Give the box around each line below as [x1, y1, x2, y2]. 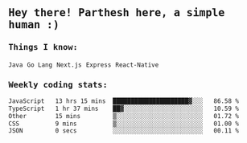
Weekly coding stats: [8, 80, 108, 90]
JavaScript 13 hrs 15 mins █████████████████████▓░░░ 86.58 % [8, 96, 240, 105]
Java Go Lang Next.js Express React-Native [8, 60, 159, 69]
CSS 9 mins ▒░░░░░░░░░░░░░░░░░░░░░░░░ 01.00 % [8, 120, 240, 128]
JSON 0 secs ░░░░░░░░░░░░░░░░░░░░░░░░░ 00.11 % [8, 127, 240, 135]
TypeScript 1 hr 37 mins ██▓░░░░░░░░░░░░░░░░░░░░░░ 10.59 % [8, 104, 240, 112]
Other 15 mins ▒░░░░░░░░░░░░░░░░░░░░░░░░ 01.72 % [8, 112, 240, 120]
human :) [8, 18, 60, 31]
